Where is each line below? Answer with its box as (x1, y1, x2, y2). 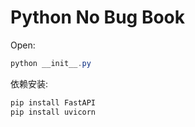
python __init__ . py (10, 58, 92, 68)
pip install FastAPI (10, 97, 97, 108)
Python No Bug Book (10, 6, 186, 29)
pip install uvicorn (10, 107, 97, 117)
